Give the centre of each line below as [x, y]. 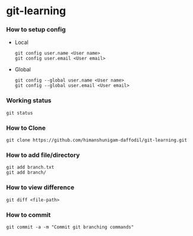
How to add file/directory [43, 155]
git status [20, 113]
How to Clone [26, 128]
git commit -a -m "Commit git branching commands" [70, 227]
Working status [29, 100]
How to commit [29, 215]
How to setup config [36, 30]
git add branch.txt [30, 168]
